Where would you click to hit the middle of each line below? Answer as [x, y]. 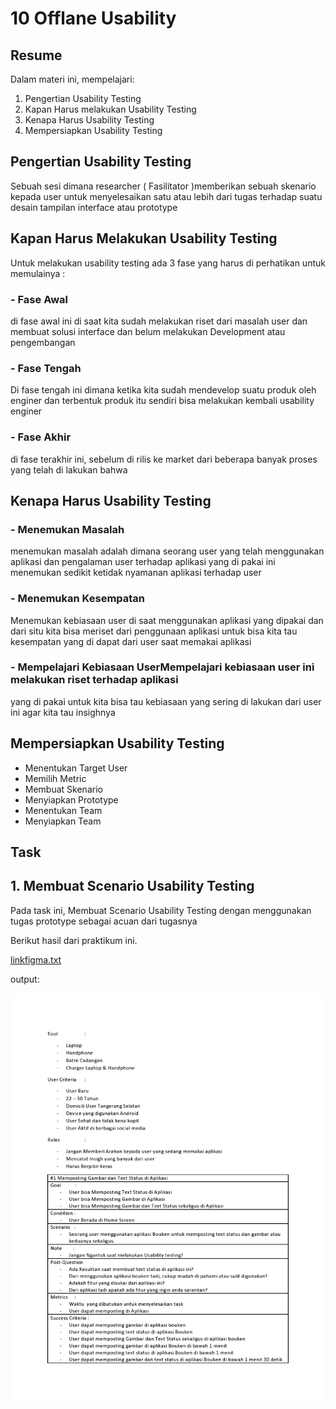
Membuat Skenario [63, 789]
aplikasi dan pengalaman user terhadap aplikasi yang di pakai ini [143, 562]
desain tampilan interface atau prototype [94, 207]
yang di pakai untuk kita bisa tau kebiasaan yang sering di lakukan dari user [166, 701]
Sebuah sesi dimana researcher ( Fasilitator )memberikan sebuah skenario [163, 186]
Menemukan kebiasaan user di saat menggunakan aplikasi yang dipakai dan [167, 620]
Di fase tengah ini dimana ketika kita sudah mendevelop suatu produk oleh [163, 390]
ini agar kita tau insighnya [63, 712]
